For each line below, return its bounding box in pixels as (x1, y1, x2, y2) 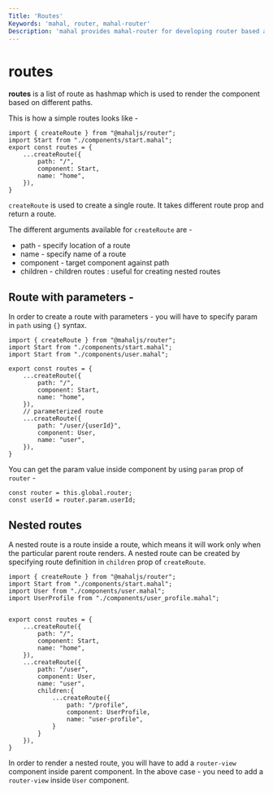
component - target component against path (19, 258, 169, 268)
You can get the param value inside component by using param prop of (8, 465, 244, 475)
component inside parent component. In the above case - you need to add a (8, 766, 264, 776)
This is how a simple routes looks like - (8, 113, 138, 123)
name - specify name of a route (19, 249, 127, 259)
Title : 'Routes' (8, 11, 63, 20)
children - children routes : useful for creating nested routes (19, 266, 221, 277)
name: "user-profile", (66, 715, 144, 723)
